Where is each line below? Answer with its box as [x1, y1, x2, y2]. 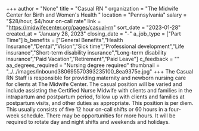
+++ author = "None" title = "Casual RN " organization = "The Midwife [6, 5, 179, 12]
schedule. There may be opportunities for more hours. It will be [20, 112, 176, 119]
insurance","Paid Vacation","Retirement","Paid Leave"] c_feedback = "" [6, 56, 180, 62]
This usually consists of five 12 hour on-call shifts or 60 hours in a [6, 106, 168, 113]
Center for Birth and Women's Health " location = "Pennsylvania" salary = [6, 11, 187, 18]
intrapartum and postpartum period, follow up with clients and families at [6, 93, 185, 100]
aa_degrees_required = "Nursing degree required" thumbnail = [6, 62, 160, 69]
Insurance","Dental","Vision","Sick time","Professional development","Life [6, 43, 185, 50]
